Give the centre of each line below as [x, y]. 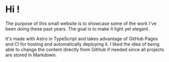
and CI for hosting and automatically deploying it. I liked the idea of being [82, 44]
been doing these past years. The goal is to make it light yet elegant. [77, 28]
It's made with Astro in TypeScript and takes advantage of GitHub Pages [82, 39]
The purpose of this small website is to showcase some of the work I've [81, 23]
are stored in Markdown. [31, 55]
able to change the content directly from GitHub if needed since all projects [85, 49]
